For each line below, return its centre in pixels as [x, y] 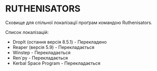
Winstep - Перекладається [42, 52]
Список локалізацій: [27, 32]
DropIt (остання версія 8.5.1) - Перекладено [60, 42]
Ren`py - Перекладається [40, 57]
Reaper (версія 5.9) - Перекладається [53, 47]
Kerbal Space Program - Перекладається [56, 63]
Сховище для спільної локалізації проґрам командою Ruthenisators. [79, 22]
